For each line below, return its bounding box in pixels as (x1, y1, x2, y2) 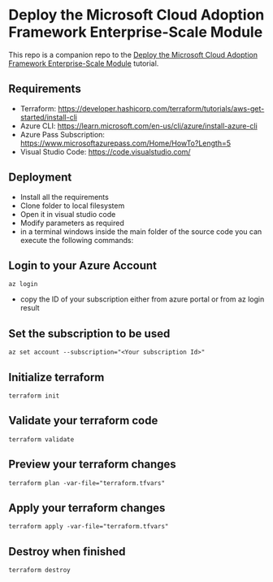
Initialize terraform (8, 370, 105, 384)
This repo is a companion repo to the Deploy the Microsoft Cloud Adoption (8, 50, 258, 59)
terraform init (8, 392, 60, 400)
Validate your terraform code (8, 414, 158, 428)
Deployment (8, 171, 72, 185)
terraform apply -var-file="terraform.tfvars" (8, 523, 169, 531)
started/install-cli (19, 112, 77, 122)
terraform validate (8, 435, 75, 444)
